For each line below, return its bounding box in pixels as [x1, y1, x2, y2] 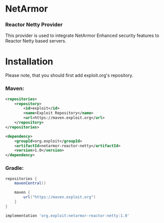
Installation [5, 56, 53, 67]
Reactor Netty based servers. [5, 38, 67, 44]
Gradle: [5, 165, 24, 172]
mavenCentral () [14, 181, 46, 186]
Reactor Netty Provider [5, 21, 63, 28]
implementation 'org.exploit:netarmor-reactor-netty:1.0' [5, 213, 130, 218]
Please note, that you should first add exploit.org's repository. [5, 72, 134, 78]
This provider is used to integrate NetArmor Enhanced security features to [5, 32, 159, 38]
